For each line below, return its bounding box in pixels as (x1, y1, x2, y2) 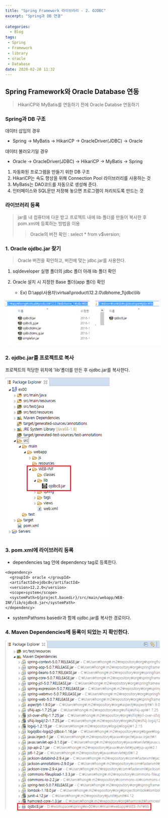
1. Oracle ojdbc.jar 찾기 (5, 245, 61, 252)
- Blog (10, 29, 24, 35)
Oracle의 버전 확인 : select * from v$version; (30, 231, 121, 237)
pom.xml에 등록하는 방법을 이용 (17, 220, 80, 227)
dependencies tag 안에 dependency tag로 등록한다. (12, 559, 117, 565)
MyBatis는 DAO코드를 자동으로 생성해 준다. (12, 182, 98, 188)
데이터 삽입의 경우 (5, 128, 40, 134)
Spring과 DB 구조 (5, 115, 46, 122)
